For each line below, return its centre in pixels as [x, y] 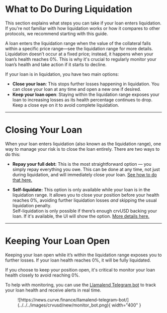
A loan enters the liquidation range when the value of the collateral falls [78, 43]
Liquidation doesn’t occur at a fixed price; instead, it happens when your [79, 54]
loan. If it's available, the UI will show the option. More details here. [81, 216]
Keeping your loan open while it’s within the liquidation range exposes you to [83, 255]
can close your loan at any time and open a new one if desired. [77, 89]
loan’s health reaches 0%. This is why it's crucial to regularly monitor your [81, 59]
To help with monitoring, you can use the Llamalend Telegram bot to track [81, 285]
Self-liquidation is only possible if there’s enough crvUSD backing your [85, 211]
